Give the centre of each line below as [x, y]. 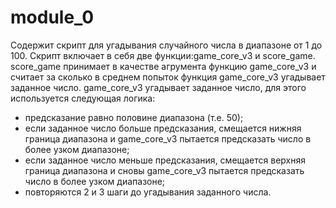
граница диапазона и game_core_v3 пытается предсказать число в [168, 138]
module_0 [52, 17]
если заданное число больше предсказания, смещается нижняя [163, 128]
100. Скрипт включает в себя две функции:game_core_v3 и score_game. [163, 55]
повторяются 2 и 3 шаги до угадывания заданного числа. [148, 192]
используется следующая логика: [83, 98]
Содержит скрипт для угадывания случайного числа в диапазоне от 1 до [166, 45]
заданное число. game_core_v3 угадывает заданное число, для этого [158, 87]
